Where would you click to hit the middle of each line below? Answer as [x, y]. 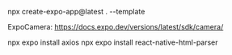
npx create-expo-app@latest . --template [76, 12]
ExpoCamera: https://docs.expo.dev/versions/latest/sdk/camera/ [116, 27]
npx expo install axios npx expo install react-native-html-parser [113, 42]
